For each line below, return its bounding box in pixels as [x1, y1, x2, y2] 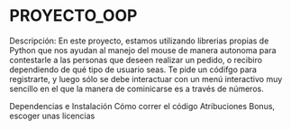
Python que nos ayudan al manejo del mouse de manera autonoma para [9, 44, 277, 55]
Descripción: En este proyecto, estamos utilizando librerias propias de [9, 35, 269, 46]
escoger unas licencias [9, 110, 95, 121]
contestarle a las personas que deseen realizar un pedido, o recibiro [9, 54, 263, 65]
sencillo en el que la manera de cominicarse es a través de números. [9, 83, 264, 94]
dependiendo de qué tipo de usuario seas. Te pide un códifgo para [9, 64, 257, 75]
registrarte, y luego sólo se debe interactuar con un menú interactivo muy [9, 73, 283, 84]
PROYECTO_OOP [9, 5, 138, 26]
